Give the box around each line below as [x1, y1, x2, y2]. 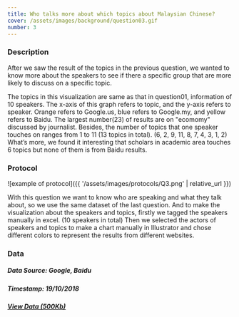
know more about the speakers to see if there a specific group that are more [7, 71, 232, 79]
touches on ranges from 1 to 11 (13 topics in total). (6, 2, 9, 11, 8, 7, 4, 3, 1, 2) [7, 130, 228, 139]
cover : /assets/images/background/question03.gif [7, 17, 158, 24]
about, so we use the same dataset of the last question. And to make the [7, 200, 220, 209]
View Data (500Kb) [7, 302, 66, 311]
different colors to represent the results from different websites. [7, 231, 195, 239]
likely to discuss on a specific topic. [7, 78, 112, 87]
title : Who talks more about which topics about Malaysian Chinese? [7, 10, 215, 18]
